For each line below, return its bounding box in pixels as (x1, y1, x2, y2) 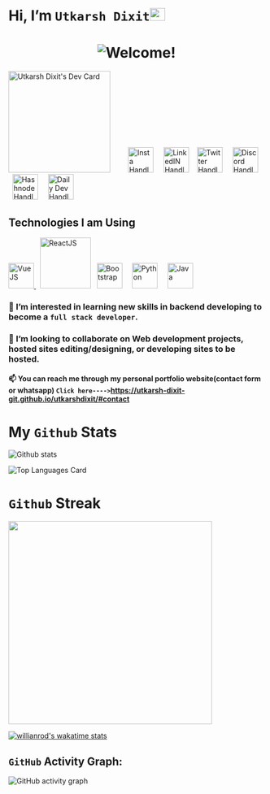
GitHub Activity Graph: (8, 754, 123, 768)
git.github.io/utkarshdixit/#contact (8, 394, 130, 404)
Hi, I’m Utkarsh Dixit (8, 7, 150, 25)
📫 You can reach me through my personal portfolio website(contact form (8, 374, 262, 384)
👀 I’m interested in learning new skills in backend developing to (8, 301, 263, 312)
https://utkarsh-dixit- (110, 385, 185, 396)
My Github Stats (8, 423, 118, 441)
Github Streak (8, 494, 102, 512)
